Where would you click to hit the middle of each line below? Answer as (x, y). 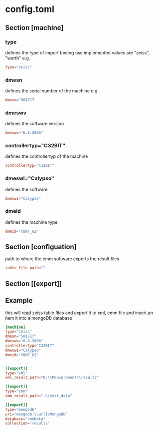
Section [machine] (34, 28)
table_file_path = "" (25, 268)
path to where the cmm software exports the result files (62, 259)
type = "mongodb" (21, 410)
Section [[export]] (34, 283)
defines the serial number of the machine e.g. (52, 91)
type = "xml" (16, 373)
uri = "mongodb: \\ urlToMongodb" (37, 414)
